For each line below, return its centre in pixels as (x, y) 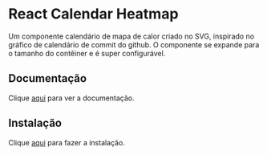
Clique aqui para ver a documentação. (71, 98)
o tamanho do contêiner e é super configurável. (87, 53)
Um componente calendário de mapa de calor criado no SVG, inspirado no (131, 36)
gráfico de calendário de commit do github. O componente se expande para (134, 44)
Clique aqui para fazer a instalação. (67, 142)
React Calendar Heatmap (93, 14)
